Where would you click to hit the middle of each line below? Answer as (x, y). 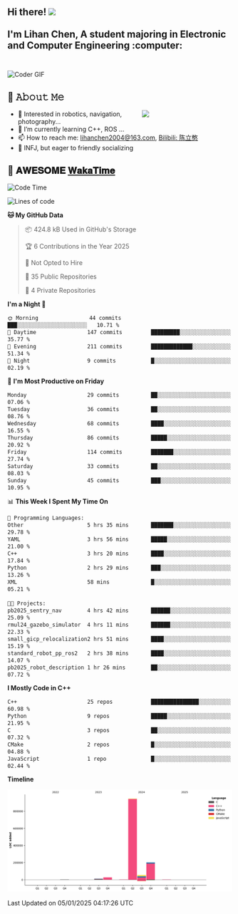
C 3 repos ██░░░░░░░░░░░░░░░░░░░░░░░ (119, 731)
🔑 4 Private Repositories (60, 291)
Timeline (21, 779)
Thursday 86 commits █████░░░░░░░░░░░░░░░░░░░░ (119, 438)
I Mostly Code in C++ (39, 688)
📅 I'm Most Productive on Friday (56, 381)
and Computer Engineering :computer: (95, 46)
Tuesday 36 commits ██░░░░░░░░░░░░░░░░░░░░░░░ (119, 410)
